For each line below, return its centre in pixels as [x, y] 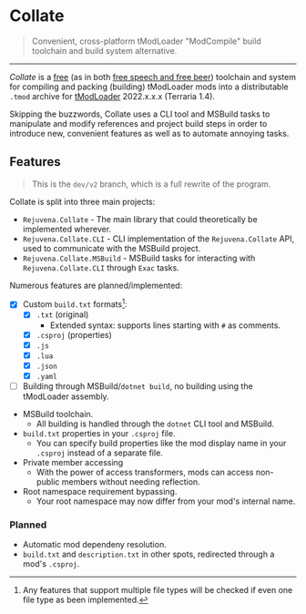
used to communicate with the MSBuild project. [112, 248]
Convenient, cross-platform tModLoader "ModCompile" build [146, 41]
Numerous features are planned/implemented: [96, 285]
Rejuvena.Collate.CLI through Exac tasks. [101, 267]
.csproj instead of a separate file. [100, 453]
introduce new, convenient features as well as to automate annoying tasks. [149, 133]
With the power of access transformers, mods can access [145, 472]
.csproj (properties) [74, 334]
